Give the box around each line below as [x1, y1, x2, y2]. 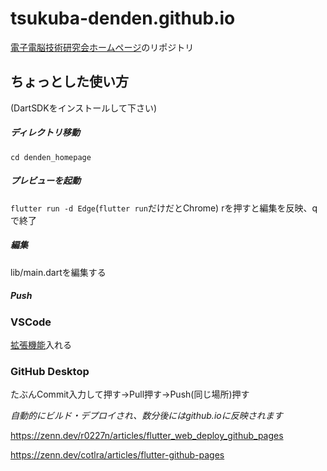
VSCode [10, 315, 52, 329]
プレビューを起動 [10, 175, 81, 187]
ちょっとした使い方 [10, 73, 129, 91]
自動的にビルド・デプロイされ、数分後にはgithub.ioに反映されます [10, 410, 283, 422]
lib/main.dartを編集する [10, 266, 107, 278]
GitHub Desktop [10, 364, 90, 378]
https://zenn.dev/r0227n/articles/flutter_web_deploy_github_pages [10, 430, 284, 442]
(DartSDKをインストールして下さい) [10, 102, 158, 114]
